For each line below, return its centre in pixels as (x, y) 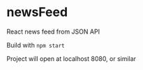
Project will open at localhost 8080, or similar (71, 58)
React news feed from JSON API (53, 31)
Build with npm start (36, 45)
